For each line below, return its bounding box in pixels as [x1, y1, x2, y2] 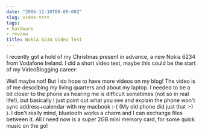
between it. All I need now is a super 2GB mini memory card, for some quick [6, 116, 195, 123]
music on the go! [6, 122, 48, 129]
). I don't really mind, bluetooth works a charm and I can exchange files [6, 109, 183, 116]
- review [6, 31, 28, 37]
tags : [6, 20, 20, 26]
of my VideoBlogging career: [6, 66, 78, 73]
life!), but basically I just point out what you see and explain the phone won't [6, 97, 195, 104]
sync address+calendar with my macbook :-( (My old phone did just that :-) [6, 103, 194, 110]
